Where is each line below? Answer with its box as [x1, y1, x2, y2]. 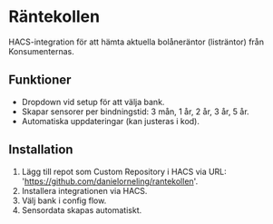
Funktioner [8, 73, 72, 88]
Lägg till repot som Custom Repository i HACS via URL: [21, 166, 228, 177]
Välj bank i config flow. [21, 195, 107, 206]
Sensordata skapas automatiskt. [21, 204, 142, 215]
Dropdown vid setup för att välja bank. [21, 96, 165, 107]
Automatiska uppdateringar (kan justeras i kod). [21, 115, 200, 126]
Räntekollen [8, 6, 101, 27]
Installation [8, 142, 73, 158]
